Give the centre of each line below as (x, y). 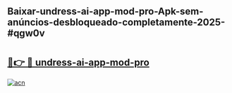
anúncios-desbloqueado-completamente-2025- (116, 23)
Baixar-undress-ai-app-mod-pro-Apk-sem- (105, 12)
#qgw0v (26, 33)
